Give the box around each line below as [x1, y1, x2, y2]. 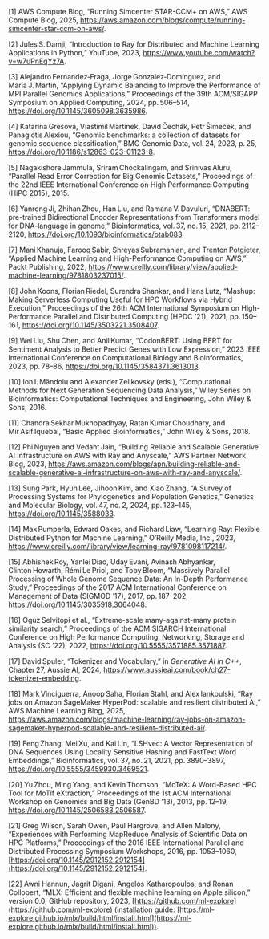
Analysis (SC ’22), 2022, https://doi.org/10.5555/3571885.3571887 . [8, 641, 227, 650]
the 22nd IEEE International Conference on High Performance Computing [8, 180, 250, 189]
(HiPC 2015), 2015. [8, 189, 70, 197]
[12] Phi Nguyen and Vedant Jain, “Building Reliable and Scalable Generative [8, 442, 259, 452]
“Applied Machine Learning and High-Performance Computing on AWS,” [8, 254, 247, 263]
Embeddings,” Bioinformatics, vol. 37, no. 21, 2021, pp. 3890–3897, [8, 756, 226, 765]
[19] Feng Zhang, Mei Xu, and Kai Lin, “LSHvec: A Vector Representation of [8, 738, 254, 748]
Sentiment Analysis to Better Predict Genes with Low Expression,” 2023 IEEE [8, 344, 261, 354]
